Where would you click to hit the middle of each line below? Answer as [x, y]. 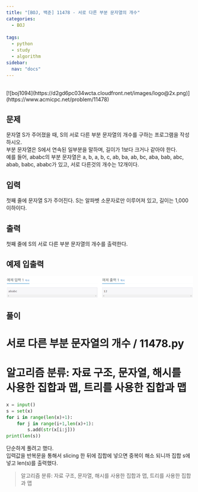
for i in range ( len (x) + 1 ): [39, 417]
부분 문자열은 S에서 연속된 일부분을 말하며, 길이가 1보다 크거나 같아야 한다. [92, 150]
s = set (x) [20, 411]
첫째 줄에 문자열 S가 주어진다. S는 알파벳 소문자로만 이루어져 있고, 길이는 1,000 [97, 201]
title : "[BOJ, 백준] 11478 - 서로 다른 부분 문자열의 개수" [73, 12]
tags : [13, 38]
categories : [21, 19]
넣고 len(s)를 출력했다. [32, 463]
